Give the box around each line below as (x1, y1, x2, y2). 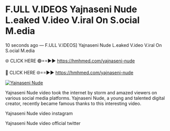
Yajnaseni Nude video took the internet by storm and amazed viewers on (5, 89, 157, 95)
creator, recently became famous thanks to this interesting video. (5, 100, 142, 107)
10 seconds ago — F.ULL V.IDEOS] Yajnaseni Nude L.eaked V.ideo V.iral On (5, 42, 162, 48)
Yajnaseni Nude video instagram (5, 110, 73, 116)
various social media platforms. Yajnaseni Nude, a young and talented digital (5, 95, 165, 101)
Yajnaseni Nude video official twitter (5, 120, 81, 126)
